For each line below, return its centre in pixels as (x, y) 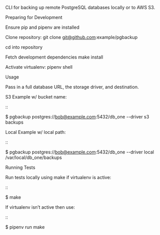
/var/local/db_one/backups (34, 158)
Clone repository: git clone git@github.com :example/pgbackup (72, 37)
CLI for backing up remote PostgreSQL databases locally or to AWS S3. (80, 7)
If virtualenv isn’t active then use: (40, 207)
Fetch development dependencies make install (54, 57)
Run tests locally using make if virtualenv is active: (58, 177)
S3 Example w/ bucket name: (36, 97)
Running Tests (20, 167)
